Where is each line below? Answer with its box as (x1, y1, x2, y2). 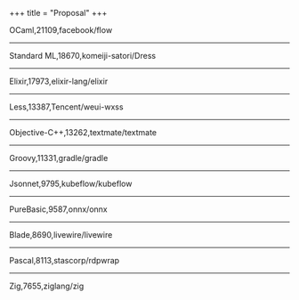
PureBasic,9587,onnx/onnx (9, 204, 109, 215)
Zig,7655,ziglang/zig (9, 280, 85, 291)
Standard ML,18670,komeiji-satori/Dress (9, 51, 157, 61)
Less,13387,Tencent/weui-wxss (9, 101, 124, 112)
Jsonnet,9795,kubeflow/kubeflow (9, 178, 133, 189)
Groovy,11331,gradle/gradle (9, 153, 109, 163)
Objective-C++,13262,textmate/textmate (9, 127, 158, 137)
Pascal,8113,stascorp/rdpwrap (9, 255, 120, 265)
